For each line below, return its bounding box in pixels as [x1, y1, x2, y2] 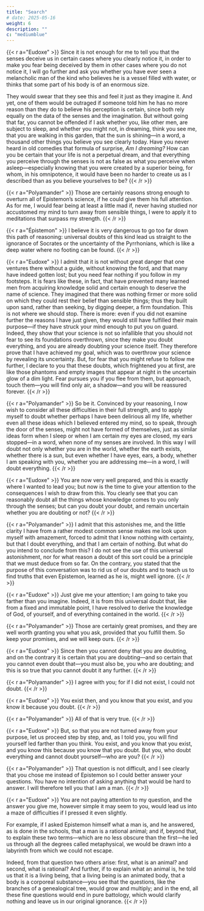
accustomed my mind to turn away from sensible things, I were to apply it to [6, 208, 197, 216]
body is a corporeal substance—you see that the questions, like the [6, 878, 175, 886]
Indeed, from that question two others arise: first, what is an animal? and [6, 859, 188, 866]
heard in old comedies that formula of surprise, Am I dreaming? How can [6, 145, 189, 152]
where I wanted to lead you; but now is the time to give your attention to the [6, 483, 196, 491]
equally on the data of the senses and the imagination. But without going [6, 112, 189, 120]
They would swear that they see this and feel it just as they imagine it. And [6, 93, 193, 100]
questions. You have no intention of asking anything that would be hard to [6, 778, 191, 785]
